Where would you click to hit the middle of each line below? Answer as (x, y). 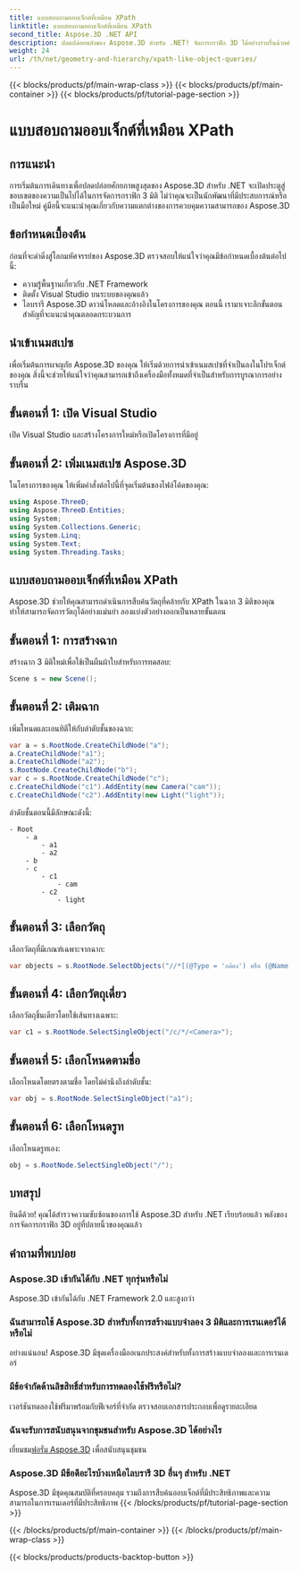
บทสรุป (25, 1193)
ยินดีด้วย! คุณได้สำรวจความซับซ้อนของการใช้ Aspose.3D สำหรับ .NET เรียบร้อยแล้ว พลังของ (148, 1215)
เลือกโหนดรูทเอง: (35, 1148)
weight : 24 (29, 51)
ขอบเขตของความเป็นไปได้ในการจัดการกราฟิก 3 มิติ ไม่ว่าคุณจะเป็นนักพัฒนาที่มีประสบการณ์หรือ (148, 195)
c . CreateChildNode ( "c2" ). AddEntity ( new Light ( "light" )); (117, 795)
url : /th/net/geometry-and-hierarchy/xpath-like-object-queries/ (133, 59)
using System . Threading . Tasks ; (67, 552)
